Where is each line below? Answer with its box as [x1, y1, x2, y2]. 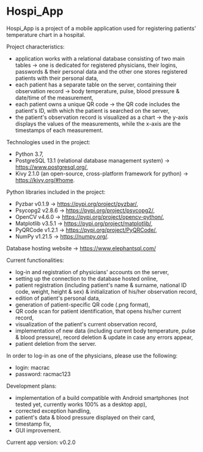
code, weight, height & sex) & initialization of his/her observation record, [15, 288, 197, 295]
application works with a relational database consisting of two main [15, 55, 185, 62]
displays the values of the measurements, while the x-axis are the [15, 120, 181, 127]
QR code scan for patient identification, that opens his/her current [15, 307, 182, 315]
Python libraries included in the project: [6, 188, 106, 196]
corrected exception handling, [15, 407, 92, 415]
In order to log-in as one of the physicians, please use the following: [6, 351, 178, 359]
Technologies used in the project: [6, 138, 90, 145]
